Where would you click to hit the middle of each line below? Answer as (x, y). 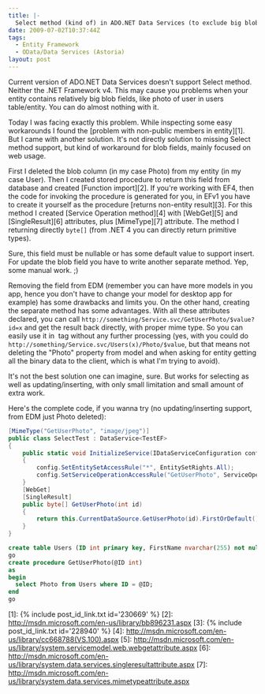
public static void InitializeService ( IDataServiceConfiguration (132, 453)
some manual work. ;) (43, 270)
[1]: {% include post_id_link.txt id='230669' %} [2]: (91, 614)
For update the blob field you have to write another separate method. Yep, (128, 262)
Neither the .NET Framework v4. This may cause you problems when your (128, 90)
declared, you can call (44, 319)
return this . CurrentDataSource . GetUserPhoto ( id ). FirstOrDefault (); (149, 519)
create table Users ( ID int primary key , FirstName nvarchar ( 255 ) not (127, 548)
